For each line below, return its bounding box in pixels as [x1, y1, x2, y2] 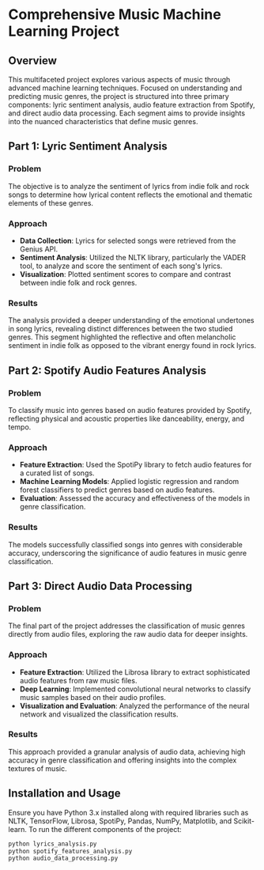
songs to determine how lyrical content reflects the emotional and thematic [8, 190, 253, 199]
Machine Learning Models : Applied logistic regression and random [19, 477, 239, 486]
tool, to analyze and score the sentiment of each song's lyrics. [19, 261, 223, 270]
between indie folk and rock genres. [19, 278, 138, 287]
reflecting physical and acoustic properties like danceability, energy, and [8, 414, 245, 423]
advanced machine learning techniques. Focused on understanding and [8, 83, 243, 93]
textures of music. [8, 763, 67, 773]
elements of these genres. [8, 198, 93, 207]
